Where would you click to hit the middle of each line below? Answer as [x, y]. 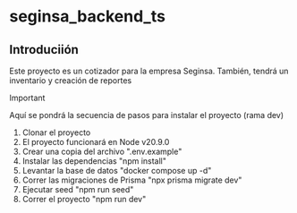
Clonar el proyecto [56, 132]
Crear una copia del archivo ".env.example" [102, 151]
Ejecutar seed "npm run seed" [78, 189]
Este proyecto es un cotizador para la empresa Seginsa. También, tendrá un [149, 71]
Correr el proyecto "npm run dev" [84, 199]
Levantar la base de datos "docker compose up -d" [117, 170]
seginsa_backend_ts [87, 17]
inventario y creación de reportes [71, 81]
